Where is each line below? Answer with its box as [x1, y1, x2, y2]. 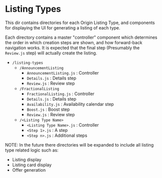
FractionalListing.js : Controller [26, 91, 94, 97]
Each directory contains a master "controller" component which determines [5, 34, 158, 40]
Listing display [12, 156, 42, 162]
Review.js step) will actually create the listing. [5, 50, 97, 56]
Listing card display [12, 162, 52, 168]
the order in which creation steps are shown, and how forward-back [5, 39, 143, 45]
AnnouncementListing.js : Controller [26, 70, 99, 76]
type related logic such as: [5, 147, 59, 153]
